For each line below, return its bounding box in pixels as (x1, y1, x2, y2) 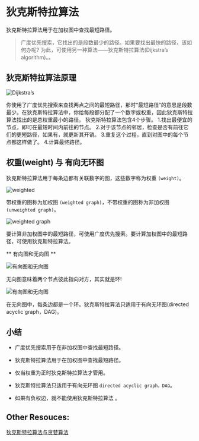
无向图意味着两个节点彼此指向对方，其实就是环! (6, 275, 123, 282)
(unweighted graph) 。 (6, 206, 59, 213)
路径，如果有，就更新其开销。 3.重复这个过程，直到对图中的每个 (26, 131, 184, 138)
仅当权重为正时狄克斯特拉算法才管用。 (14, 369, 108, 376)
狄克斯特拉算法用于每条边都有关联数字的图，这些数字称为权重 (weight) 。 (6, 174, 185, 181)
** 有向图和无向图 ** (6, 250, 56, 257)
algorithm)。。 (20, 53, 54, 61)
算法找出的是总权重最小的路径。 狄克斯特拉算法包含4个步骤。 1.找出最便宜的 (6, 116, 192, 123)
